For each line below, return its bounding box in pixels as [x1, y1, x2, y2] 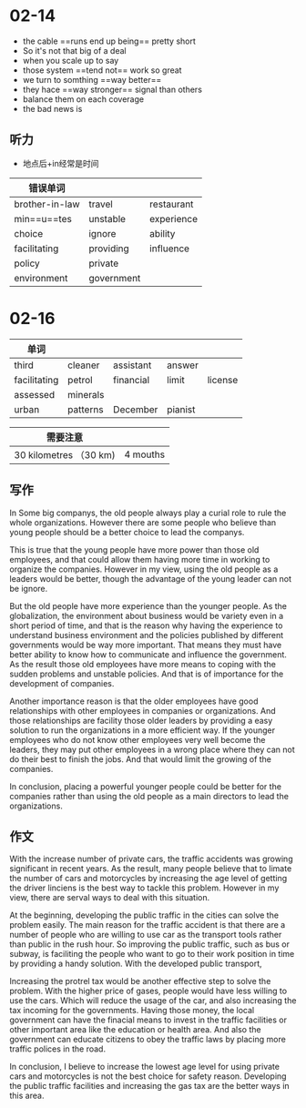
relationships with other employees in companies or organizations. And [9, 705, 276, 716]
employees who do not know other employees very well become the [9, 734, 266, 745]
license [207, 373, 239, 386]
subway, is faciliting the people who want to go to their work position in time [9, 949, 295, 960]
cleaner [67, 359, 100, 371]
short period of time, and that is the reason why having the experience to [9, 620, 283, 631]
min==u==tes [14, 212, 73, 225]
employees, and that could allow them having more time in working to [9, 554, 270, 564]
